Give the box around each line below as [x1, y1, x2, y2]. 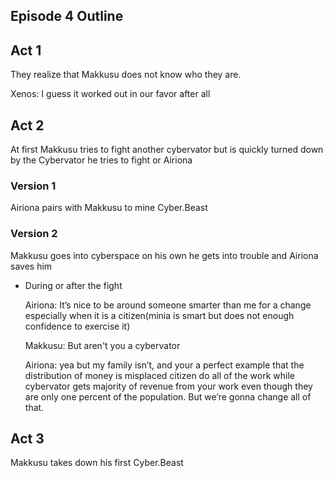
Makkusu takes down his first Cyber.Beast [10, 457, 184, 469]
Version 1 [10, 179, 57, 193]
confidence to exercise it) [24, 320, 131, 332]
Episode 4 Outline [10, 8, 124, 25]
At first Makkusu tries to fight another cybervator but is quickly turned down [10, 144, 324, 156]
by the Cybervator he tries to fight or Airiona [10, 154, 193, 166]
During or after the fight [24, 279, 123, 291]
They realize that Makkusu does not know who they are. [10, 69, 242, 81]
